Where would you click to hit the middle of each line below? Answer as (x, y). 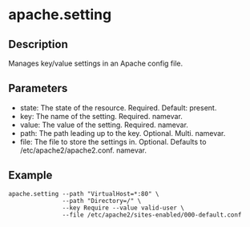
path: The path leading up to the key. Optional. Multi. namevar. (123, 133)
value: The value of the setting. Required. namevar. (104, 125)
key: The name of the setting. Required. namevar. (101, 116)
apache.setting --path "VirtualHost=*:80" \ (84, 193)
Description (38, 44)
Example (30, 175)
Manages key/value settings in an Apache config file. (96, 63)
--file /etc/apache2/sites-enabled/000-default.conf (152, 215)
